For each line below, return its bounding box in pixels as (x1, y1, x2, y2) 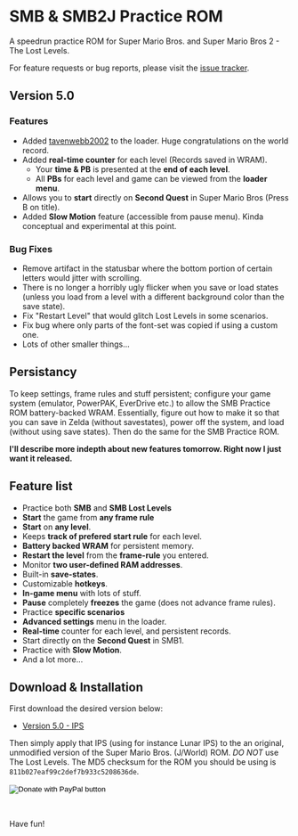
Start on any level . (21, 521, 92, 532)
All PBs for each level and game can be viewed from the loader (35, 173, 268, 184)
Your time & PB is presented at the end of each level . (35, 163, 230, 175)
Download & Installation (9, 679, 144, 694)
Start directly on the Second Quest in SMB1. (21, 635, 185, 645)
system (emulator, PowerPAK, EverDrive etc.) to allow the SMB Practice (9, 398, 271, 408)
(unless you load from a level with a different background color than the (21, 291, 285, 302)
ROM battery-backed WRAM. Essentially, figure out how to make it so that (9, 407, 280, 418)
